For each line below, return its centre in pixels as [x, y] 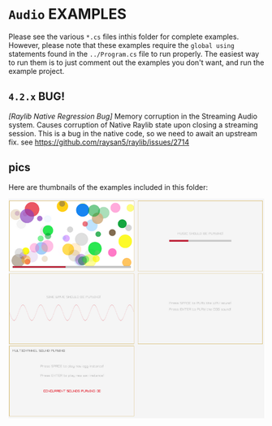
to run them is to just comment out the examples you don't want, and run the [136, 62]
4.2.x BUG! [37, 97]
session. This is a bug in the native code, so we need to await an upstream [133, 133]
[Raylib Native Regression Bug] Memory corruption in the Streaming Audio [133, 116]
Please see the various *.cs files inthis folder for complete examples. [124, 37]
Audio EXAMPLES [68, 14]
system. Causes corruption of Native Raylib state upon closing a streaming [133, 125]
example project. [37, 71]
